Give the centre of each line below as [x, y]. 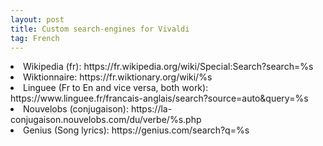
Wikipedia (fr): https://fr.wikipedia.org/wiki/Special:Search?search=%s [168, 67]
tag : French [35, 38]
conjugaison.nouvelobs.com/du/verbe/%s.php [106, 120]
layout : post [37, 19]
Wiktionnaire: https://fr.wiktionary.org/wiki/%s [118, 77]
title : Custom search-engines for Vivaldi [100, 29]
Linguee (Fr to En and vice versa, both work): [116, 88]
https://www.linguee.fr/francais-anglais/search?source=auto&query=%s [159, 98]
